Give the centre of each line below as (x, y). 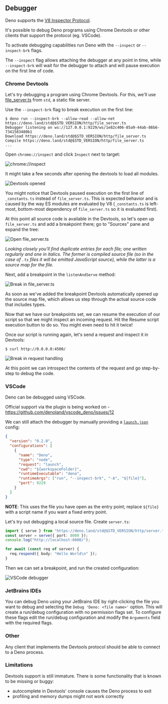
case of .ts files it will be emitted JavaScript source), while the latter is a (80, 259)
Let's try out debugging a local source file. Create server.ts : (67, 521)
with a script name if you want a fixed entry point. (56, 512)
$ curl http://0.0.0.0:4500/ (35, 349)
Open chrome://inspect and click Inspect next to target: (63, 154)
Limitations (19, 665)
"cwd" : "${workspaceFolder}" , (50, 469)
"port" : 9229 (32, 483)
